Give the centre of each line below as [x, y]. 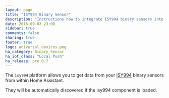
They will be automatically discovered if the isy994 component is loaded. [81, 90]
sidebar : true [20, 28]
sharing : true [20, 38]
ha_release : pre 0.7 [27, 61]
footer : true [19, 42]
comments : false [22, 33]
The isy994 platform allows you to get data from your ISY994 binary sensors [84, 75]
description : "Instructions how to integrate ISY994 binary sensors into [84, 19]
